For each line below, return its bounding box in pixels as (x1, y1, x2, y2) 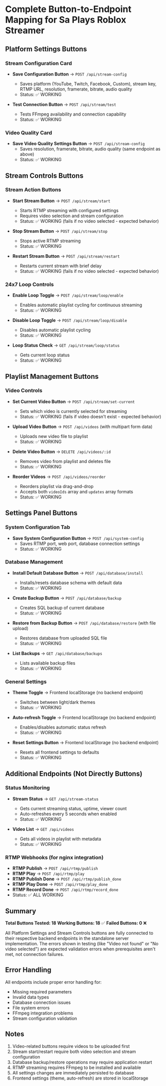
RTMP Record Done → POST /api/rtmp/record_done (12, 887, 119, 893)
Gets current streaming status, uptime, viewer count (19, 805, 127, 811)
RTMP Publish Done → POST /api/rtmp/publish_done (12, 876, 122, 882)
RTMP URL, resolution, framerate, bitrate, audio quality (19, 86, 133, 92)
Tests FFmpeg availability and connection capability (19, 111, 127, 117)
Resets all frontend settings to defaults (19, 749, 100, 755)
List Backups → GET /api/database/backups (12, 650, 103, 656)
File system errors (12, 1004, 50, 1010)
